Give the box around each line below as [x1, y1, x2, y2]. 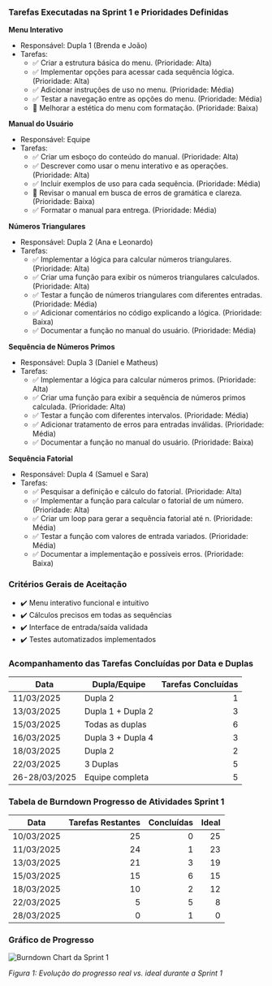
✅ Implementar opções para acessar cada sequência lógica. [32, 67, 235, 77]
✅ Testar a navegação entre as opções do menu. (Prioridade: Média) [32, 94, 262, 104]
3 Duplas [84, 758, 119, 770]
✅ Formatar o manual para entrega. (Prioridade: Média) [32, 206, 218, 215]
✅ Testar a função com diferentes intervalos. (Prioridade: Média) [32, 410, 249, 420]
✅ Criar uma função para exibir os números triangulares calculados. [32, 272, 260, 282]
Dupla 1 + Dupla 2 [84, 706, 154, 717]
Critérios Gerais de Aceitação [8, 579, 127, 590]
